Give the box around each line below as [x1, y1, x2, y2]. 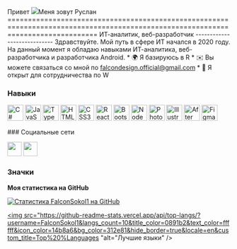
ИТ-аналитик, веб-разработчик [98, 30, 195, 38]
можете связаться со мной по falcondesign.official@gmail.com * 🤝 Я [7, 64, 212, 71]
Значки [7, 167, 34, 177]
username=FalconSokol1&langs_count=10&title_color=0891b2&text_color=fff [7, 218, 230, 226]
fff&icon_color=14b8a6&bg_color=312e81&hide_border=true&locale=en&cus [7, 226, 229, 234]
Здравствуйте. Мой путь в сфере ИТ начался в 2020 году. [54, 37, 231, 46]
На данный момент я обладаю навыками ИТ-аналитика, [7, 45, 178, 53]
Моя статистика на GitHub [7, 183, 89, 192]
